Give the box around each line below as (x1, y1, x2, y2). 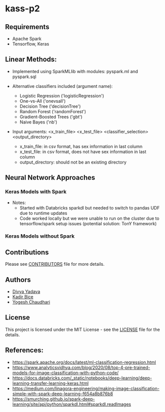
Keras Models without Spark (5, 233, 75, 240)
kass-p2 (5, 3, 41, 14)
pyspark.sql (12, 74, 37, 80)
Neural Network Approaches (5, 173, 95, 182)
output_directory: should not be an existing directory (19, 159, 127, 165)
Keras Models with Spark (5, 188, 67, 195)
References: (5, 346, 43, 355)
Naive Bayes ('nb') (19, 119, 58, 125)
